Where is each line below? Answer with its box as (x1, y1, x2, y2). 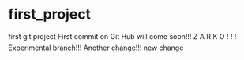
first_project (8, 5, 92, 23)
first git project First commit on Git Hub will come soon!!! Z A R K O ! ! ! (8, 31, 237, 41)
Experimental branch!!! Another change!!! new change (8, 43, 184, 52)
